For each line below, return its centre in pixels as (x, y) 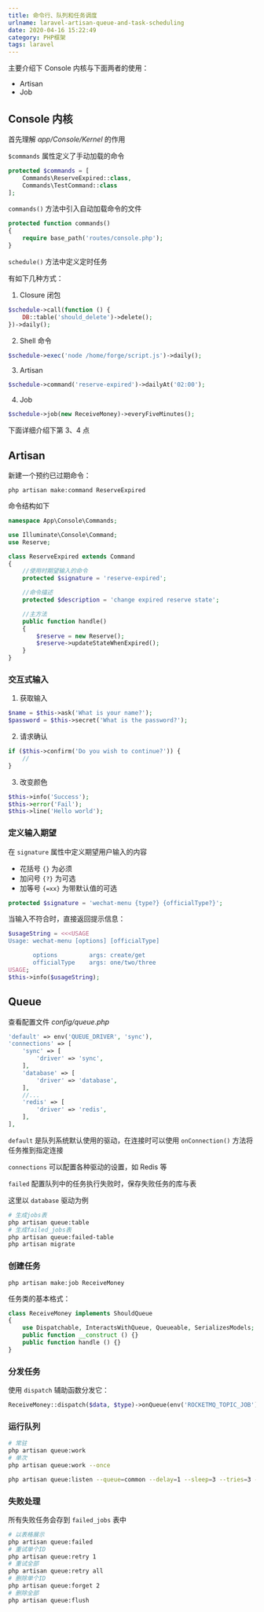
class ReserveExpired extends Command (71, 556)
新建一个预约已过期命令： (49, 475)
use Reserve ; (29, 542)
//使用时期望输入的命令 (55, 571)
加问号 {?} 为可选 (48, 878)
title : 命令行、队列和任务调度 (53, 15)
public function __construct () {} (81, 1335)
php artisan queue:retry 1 (52, 1557)
